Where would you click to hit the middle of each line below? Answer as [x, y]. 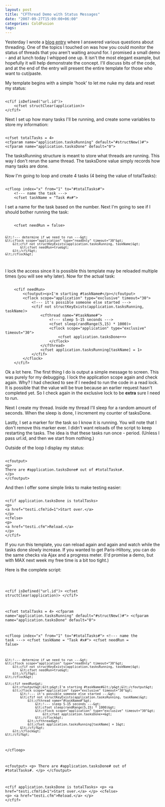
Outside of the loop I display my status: [45, 448]
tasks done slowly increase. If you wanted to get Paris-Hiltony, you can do [81, 550]
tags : [11, 28]
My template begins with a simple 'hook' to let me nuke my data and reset [80, 83]
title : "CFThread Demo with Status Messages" [52, 14]
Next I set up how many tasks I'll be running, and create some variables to [80, 119]
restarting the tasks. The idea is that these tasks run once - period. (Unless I [82, 433]
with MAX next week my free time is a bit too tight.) [57, 560]
